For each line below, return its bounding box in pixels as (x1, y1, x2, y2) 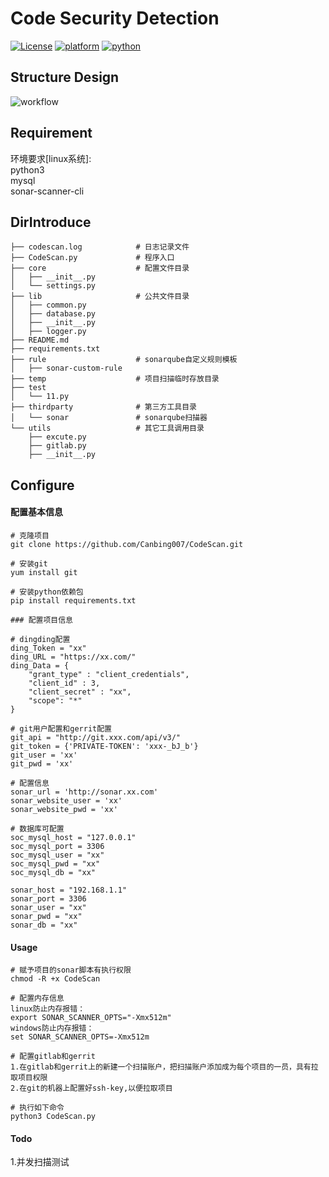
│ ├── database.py (10, 309, 97, 319)
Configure (10, 477, 75, 494)
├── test (10, 383, 47, 393)
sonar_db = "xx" (10, 920, 78, 930)
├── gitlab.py (28, 441, 87, 451)
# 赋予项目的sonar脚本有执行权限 (10, 965, 132, 976)
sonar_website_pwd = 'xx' (10, 804, 118, 814)
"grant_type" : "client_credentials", (28, 669, 190, 679)
